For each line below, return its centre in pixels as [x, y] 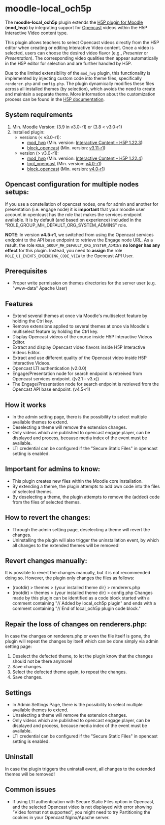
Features [19, 304]
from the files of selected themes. [47, 502]
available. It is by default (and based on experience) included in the [73, 220]
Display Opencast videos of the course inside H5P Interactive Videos [82, 337]
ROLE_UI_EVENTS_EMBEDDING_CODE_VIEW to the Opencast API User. [69, 256]
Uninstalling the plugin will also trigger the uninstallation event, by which [85, 540]
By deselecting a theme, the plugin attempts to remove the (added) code [86, 497]
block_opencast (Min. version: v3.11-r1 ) [66, 148]
